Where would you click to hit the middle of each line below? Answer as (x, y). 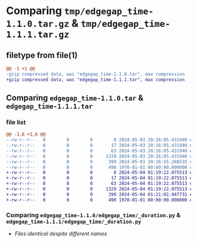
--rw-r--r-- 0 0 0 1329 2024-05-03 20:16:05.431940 (97, 156)
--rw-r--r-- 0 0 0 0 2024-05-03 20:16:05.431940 (97, 140)
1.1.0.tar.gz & (43, 23)
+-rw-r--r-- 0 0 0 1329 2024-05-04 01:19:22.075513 (97, 189)
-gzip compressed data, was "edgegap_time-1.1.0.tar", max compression (95, 74)
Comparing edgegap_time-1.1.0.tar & (75, 98)
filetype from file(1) (42, 55)
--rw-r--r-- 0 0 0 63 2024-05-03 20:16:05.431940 (97, 151)
